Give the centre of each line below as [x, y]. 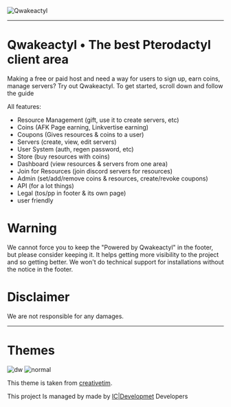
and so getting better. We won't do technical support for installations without [115, 262]
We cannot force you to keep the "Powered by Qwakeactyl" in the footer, [110, 247]
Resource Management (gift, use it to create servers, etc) [98, 120]
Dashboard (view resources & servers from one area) [92, 164]
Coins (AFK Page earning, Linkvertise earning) [83, 127]
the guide [21, 93]
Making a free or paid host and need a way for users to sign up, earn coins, [114, 79]
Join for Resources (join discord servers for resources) [95, 171]
